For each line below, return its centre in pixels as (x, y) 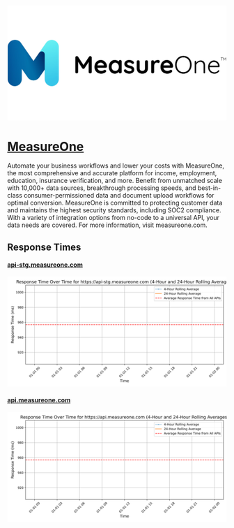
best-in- (209, 188)
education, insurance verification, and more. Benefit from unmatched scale (115, 181)
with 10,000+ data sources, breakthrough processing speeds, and (102, 188)
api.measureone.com (39, 400)
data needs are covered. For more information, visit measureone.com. (107, 225)
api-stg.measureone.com (45, 265)
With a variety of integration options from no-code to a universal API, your (114, 218)
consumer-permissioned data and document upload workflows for (119, 196)
